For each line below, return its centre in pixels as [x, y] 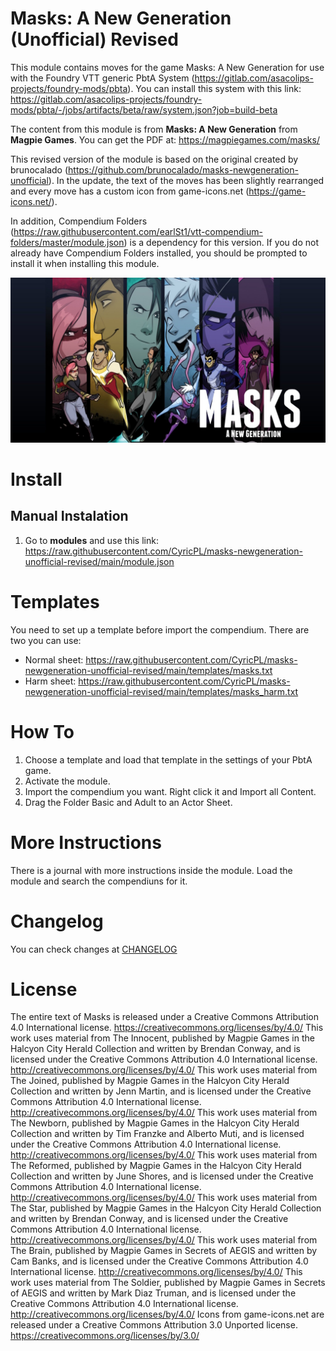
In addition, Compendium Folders [79, 221]
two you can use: [46, 640]
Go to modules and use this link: [91, 540]
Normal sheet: [54, 659]
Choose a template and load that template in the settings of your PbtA [168, 759]
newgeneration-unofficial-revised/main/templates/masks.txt [148, 670]
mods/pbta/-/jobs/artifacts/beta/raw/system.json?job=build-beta [144, 109]
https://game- [277, 191]
